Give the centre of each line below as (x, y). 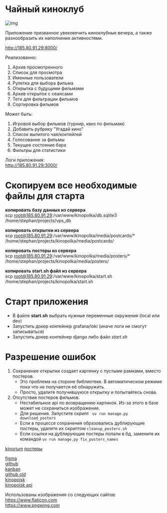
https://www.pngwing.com (32, 505)
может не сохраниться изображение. (60, 408)
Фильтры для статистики (39, 150)
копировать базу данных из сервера (45, 210)
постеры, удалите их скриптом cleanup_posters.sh (73, 428)
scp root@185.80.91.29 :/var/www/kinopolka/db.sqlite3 (61, 215)
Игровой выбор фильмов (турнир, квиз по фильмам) (69, 123)
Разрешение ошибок (51, 357)
